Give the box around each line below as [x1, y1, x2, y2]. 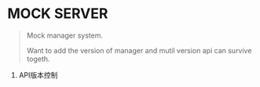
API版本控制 [18, 70, 58, 79]
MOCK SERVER [7, 5, 108, 23]
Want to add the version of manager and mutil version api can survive [26, 45, 252, 55]
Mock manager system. [26, 31, 104, 40]
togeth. [26, 54, 50, 63]
